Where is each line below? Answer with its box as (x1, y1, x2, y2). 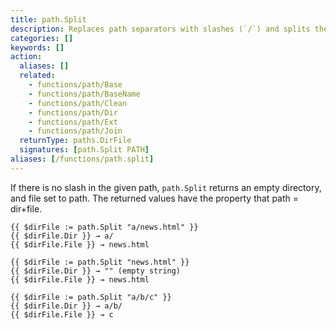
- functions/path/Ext (28, 117, 118, 127)
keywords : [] (10, 42, 65, 53)
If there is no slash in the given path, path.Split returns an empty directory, (10, 181, 322, 193)
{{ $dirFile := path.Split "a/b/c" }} (10, 292, 172, 302)
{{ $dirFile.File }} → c (10, 309, 114, 320)
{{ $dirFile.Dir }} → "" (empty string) (10, 266, 182, 276)
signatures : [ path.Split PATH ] (19, 145, 150, 155)
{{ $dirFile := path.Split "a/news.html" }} (10, 222, 199, 232)
